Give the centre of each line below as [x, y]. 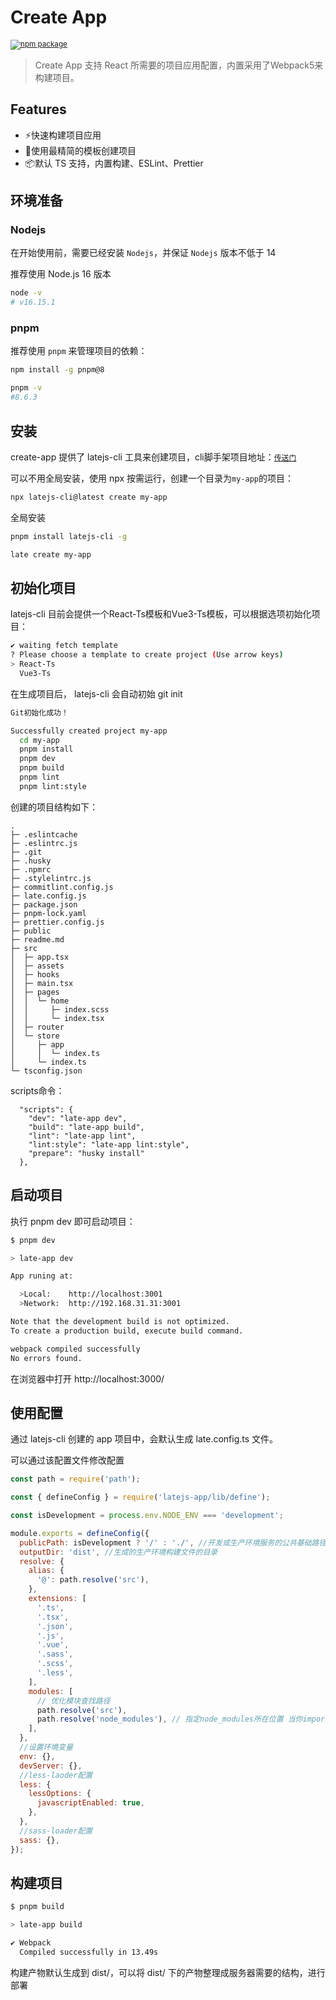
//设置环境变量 [46, 1747]
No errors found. [46, 1358]
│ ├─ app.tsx [40, 957]
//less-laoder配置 [56, 1775]
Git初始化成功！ [39, 712]
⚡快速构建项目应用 [63, 135]
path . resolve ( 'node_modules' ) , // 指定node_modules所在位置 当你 [169, 1719]
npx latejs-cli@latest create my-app [89, 497]
